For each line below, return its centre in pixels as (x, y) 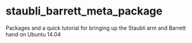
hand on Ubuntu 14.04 (33, 34)
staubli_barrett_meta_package (84, 11)
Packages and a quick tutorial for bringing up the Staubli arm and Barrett (96, 28)
